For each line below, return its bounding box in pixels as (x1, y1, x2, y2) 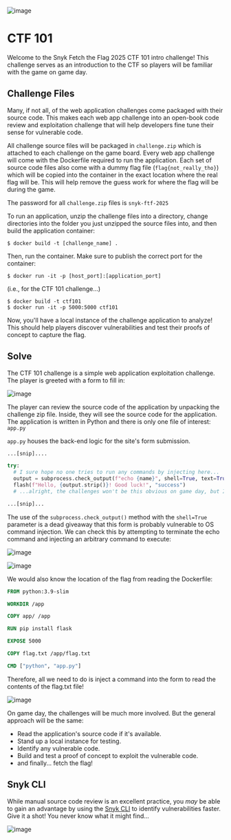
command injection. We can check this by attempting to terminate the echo (7, 527, 220, 536)
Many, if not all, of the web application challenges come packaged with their (7, 106, 223, 114)
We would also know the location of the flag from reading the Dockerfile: (7, 574, 213, 583)
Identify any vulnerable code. (16, 744, 100, 753)
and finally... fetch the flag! (16, 759, 93, 767)
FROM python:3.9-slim (7, 588, 69, 595)
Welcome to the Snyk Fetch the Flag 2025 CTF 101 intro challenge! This (7, 53, 209, 61)
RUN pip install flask (7, 625, 72, 632)
